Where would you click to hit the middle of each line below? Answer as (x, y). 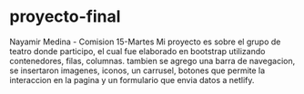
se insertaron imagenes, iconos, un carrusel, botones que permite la (137, 70)
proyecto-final (65, 17)
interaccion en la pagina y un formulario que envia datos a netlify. (132, 80)
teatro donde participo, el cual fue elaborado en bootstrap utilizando (137, 51)
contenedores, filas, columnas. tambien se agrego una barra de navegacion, (152, 61)
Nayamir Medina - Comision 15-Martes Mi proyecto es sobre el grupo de (145, 42)
